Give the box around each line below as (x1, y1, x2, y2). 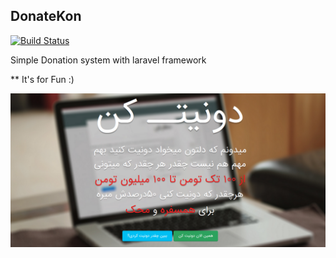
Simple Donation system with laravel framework (10, 54, 207, 66)
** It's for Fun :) (10, 73, 75, 85)
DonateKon (10, 8, 82, 25)
